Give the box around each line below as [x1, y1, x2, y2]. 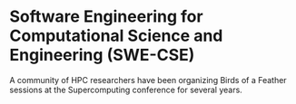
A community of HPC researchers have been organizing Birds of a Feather [9, 74, 288, 85]
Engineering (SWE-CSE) [9, 45, 195, 65]
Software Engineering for [9, 6, 203, 27]
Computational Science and [9, 25, 223, 46]
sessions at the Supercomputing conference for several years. [9, 84, 242, 95]
